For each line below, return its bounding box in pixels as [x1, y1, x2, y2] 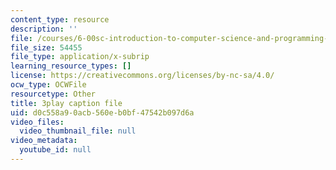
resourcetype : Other [10, 89, 97, 99]
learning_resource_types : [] [10, 61, 132, 71]
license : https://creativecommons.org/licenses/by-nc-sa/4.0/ [10, 71, 275, 81]
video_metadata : [10, 136, 78, 146]
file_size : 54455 [10, 42, 83, 53]
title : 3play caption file [10, 98, 123, 108]
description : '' [10, 24, 78, 34]
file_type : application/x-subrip [10, 52, 150, 62]
